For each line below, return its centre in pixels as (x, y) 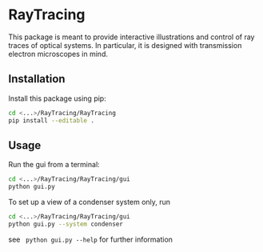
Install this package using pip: (57, 98)
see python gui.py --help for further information (91, 239)
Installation (37, 79)
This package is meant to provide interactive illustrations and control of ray (131, 37)
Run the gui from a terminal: (54, 165)
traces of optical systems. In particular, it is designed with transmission (125, 45)
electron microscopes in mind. (58, 54)
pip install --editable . (51, 120)
